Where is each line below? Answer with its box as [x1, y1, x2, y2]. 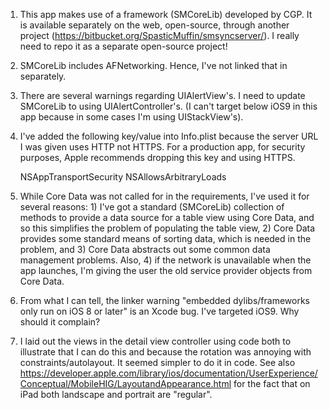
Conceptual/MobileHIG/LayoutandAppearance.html [19, 378, 232, 389]
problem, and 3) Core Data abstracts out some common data [19, 244, 271, 255]
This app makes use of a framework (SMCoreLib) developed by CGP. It [19, 9, 313, 20]
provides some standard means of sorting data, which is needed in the [19, 233, 312, 244]
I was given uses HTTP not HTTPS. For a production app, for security [19, 141, 306, 153]
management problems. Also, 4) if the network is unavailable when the [19, 254, 312, 266]
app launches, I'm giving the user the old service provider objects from [19, 265, 313, 276]
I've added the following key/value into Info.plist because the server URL [19, 130, 319, 142]
